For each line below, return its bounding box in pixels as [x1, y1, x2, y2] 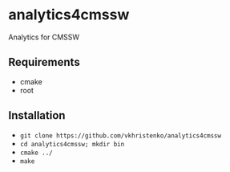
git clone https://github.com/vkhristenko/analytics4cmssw [19, 131, 222, 140]
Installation [8, 109, 66, 122]
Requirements [8, 55, 80, 69]
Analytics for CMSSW [8, 32, 80, 42]
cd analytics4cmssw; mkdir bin [19, 140, 125, 148]
